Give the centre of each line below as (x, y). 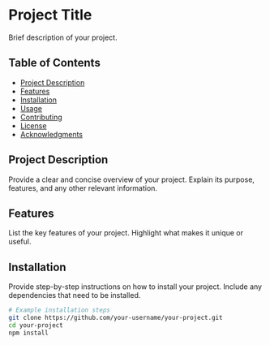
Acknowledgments (51, 134)
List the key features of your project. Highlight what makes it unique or (126, 233)
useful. (20, 242)
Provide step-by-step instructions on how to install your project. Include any (135, 287)
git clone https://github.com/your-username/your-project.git (116, 318)
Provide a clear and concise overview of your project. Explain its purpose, (132, 179)
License (33, 125)
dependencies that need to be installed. (75, 295)
